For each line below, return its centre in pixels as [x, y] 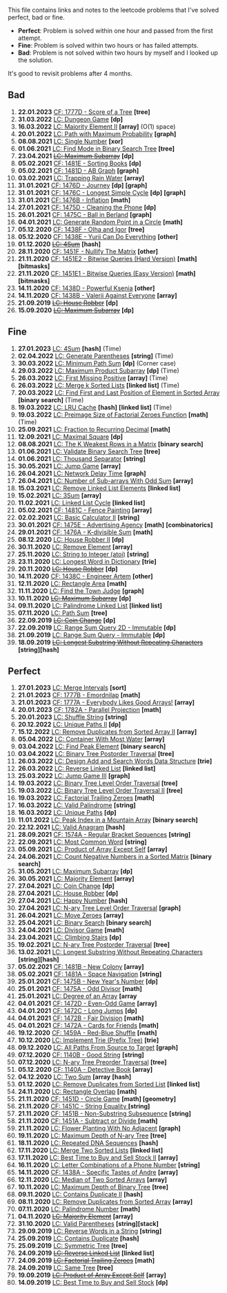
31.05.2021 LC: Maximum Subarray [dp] [75, 871]
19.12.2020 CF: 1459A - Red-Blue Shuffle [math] [87, 1033]
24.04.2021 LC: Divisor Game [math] [71, 930]
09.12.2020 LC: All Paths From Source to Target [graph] [98, 1048]
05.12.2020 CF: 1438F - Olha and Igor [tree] [81, 229]
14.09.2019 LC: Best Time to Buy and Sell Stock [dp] [93, 1283]
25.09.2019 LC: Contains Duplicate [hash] [78, 1238]
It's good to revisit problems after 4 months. [70, 73]
